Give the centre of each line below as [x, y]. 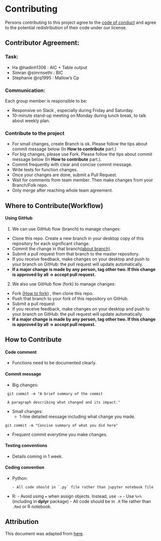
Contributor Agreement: [42, 43]
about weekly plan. [31, 121]
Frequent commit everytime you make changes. [60, 434]
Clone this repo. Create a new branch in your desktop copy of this [78, 238]
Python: [20, 478]
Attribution [22, 522]
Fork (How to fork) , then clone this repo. [53, 293]
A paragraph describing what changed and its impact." [64, 402]
